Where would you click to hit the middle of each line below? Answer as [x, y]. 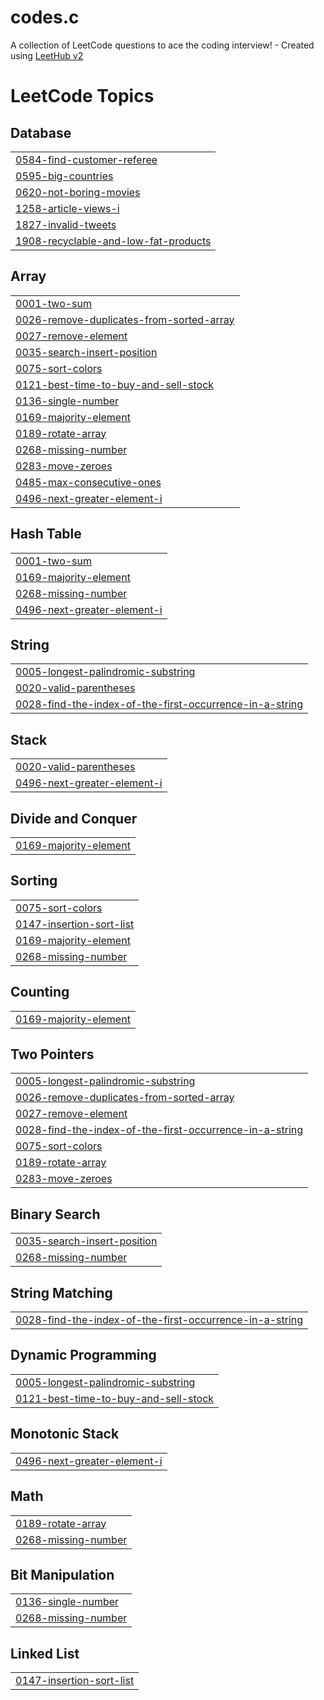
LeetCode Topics [82, 96]
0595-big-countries [64, 176]
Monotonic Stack [65, 1434]
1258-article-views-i [67, 208]
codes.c [45, 17]
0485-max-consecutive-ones [88, 482]
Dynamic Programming [83, 1355]
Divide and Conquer [74, 818]
